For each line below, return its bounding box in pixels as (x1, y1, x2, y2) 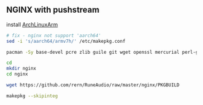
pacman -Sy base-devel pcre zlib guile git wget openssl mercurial (6, 49, 180, 55)
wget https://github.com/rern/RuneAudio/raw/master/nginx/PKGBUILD (6, 82, 180, 88)
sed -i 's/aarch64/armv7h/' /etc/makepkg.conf (6, 38, 126, 44)
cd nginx (6, 71, 28, 77)
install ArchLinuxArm (6, 21, 59, 28)
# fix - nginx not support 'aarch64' (6, 33, 101, 39)
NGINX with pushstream (6, 5, 100, 15)
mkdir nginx (6, 66, 36, 72)
